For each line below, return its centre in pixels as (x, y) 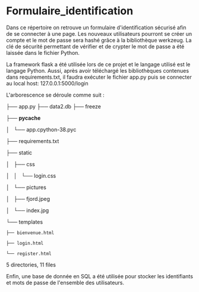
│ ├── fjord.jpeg (28, 198)
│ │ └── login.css (31, 175)
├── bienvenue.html (30, 233)
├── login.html (25, 243)
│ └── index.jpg (28, 210)
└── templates (25, 222)
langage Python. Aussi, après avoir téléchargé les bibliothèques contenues (97, 70)
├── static (19, 153)
